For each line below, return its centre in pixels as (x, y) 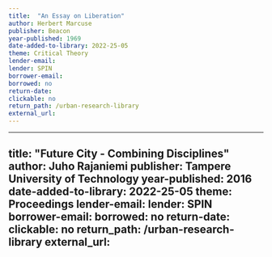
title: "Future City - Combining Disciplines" (119, 154)
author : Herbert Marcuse (50, 23)
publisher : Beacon (39, 31)
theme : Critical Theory (49, 53)
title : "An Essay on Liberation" (67, 16)
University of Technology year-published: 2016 (130, 179)
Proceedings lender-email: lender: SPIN (110, 204)
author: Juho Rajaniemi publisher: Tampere (120, 166)
